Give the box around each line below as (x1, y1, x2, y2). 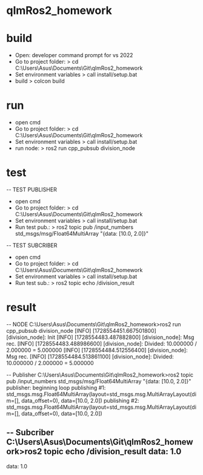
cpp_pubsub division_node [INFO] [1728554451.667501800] (6, 327, 156, 334)
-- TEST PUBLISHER (6, 186, 58, 193)
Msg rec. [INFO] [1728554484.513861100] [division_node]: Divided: (6, 353, 174, 360)
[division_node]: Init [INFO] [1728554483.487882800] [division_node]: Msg (6, 333, 195, 341)
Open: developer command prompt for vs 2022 (15, 52, 133, 59)
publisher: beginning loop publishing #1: (6, 384, 106, 391)
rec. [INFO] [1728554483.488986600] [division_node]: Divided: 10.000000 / (6, 340, 197, 347)
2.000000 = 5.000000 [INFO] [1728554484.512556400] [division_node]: (6, 346, 188, 354)
